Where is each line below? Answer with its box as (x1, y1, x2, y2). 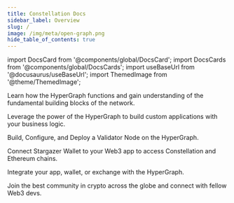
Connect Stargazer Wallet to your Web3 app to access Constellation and (7, 147, 216, 155)
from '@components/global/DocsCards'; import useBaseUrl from (7, 63, 195, 71)
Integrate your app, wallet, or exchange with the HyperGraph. (7, 168, 184, 176)
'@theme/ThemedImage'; (7, 78, 81, 86)
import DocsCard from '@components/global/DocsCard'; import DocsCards (7, 55, 226, 64)
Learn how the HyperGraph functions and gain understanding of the (7, 92, 204, 100)
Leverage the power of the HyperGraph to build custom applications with (7, 113, 218, 121)
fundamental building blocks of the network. (7, 99, 135, 107)
